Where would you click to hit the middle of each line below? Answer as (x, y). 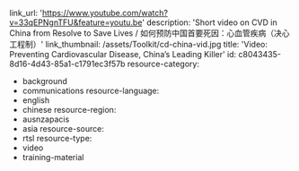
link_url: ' (26, 13)
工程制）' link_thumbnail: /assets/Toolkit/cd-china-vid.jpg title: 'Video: (138, 44)
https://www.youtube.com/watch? (105, 13)
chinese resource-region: (69, 110)
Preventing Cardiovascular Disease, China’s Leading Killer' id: (123, 54)
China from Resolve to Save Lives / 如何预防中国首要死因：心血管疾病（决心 (149, 33)
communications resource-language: (91, 90)
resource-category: (163, 64)
